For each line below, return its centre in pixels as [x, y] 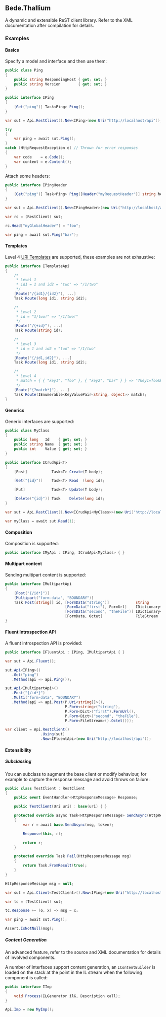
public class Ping [24, 70]
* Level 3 [26, 344]
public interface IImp [28, 987]
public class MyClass [27, 431]
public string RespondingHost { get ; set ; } [61, 79]
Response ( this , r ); [43, 834]
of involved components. [30, 957]
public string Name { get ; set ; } [51, 444]
